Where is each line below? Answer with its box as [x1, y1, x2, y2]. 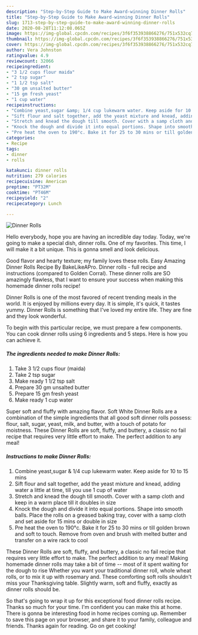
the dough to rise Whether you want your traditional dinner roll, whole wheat [6, 567, 192, 574]
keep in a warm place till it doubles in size [14, 499, 116, 506]
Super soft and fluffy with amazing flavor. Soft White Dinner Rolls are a [6, 408, 177, 415]
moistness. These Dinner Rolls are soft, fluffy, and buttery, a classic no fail [6, 426, 186, 434]
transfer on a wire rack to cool [14, 537, 88, 544]
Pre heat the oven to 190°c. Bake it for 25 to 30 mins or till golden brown [14, 524, 190, 532]
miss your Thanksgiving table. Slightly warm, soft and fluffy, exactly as [6, 579, 178, 587]
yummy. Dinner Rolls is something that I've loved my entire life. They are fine [6, 307, 192, 314]
